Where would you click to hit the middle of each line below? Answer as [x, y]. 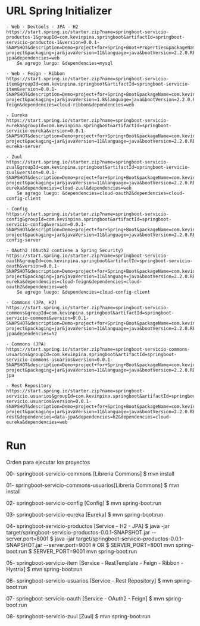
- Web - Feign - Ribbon [36, 73]
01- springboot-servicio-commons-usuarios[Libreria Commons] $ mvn [93, 485]
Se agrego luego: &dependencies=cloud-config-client [84, 292]
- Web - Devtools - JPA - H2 [42, 27]
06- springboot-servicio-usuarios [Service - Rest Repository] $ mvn [90, 580]
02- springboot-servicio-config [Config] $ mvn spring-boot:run [84, 503]
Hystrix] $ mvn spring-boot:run [44, 569]
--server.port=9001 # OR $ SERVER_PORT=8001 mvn [109, 545]
